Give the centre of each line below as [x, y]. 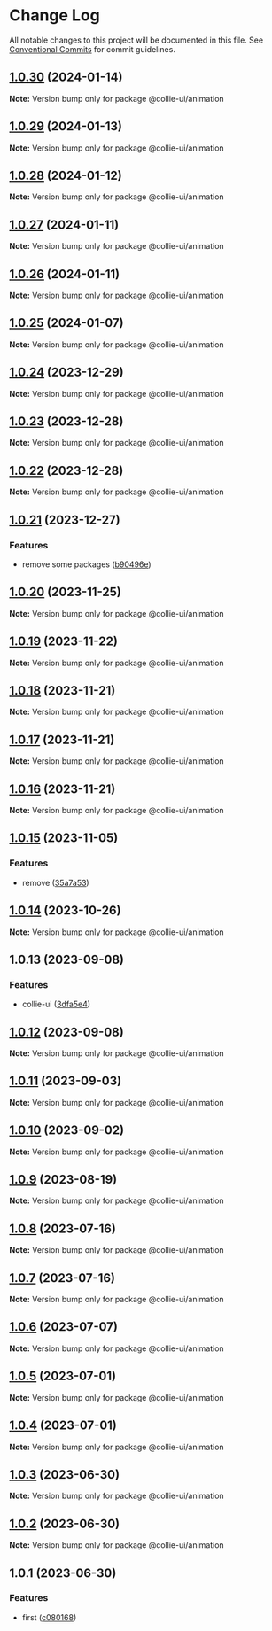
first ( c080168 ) [49, 1617]
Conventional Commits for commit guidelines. [92, 49]
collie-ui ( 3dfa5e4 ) [56, 1004]
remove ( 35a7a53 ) [56, 882]
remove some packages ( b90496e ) [87, 564]
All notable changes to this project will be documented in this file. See [136, 40]
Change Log [54, 16]
